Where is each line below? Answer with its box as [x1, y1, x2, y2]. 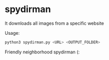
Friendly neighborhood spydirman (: [5, 49, 80, 55]
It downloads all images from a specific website [5, 20, 104, 26]
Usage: [5, 30, 20, 36]
